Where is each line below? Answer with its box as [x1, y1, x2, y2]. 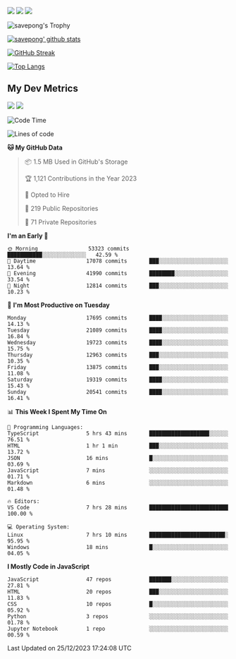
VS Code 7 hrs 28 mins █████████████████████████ [7, 504, 229, 511]
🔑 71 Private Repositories [24, 217, 97, 226]
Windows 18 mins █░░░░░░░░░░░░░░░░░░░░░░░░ [7, 543, 229, 550]
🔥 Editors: [7, 497, 40, 504]
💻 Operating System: [7, 523, 70, 531]
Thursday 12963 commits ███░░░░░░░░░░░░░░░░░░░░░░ [7, 351, 229, 358]
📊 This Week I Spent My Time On [7, 407, 107, 416]
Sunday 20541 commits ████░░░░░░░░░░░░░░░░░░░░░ [7, 388, 229, 395]
